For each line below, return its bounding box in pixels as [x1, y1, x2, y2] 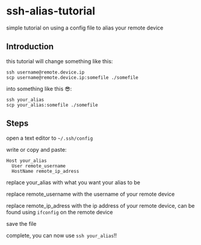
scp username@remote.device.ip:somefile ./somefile [6, 74, 138, 81]
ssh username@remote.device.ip [6, 69, 85, 75]
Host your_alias [6, 158, 47, 164]
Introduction [6, 42, 54, 52]
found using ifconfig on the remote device [6, 208, 113, 216]
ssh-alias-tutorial [6, 4, 96, 18]
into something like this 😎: [6, 85, 72, 92]
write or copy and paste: [6, 146, 67, 153]
